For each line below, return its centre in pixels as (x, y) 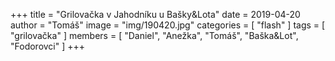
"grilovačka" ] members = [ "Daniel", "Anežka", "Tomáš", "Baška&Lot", (154, 35)
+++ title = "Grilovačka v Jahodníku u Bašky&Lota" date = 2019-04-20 (155, 14)
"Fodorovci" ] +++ (48, 46)
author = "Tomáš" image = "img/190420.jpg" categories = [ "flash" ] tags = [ (168, 25)
